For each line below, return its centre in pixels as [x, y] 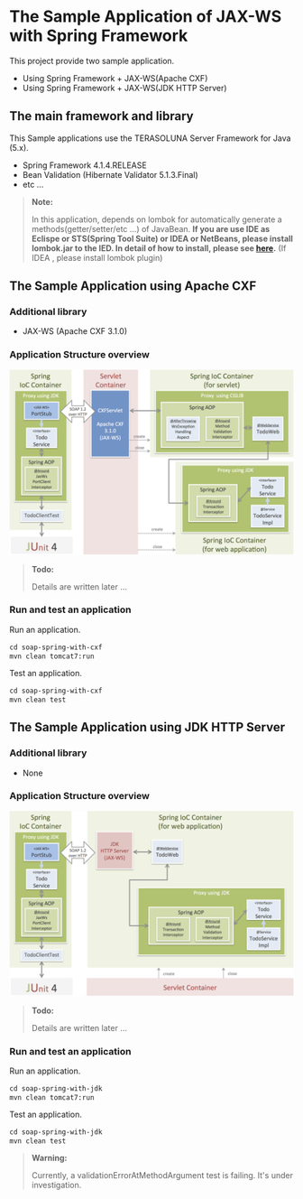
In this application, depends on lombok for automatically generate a [156, 219]
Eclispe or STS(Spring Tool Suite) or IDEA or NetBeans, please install [162, 238]
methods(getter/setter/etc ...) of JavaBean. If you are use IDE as [151, 228]
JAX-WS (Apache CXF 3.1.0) [75, 331]
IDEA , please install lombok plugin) [97, 257]
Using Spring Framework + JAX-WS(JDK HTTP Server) [124, 88]
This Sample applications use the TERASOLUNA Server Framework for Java [150, 138]
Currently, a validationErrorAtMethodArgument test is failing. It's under [162, 1175]
